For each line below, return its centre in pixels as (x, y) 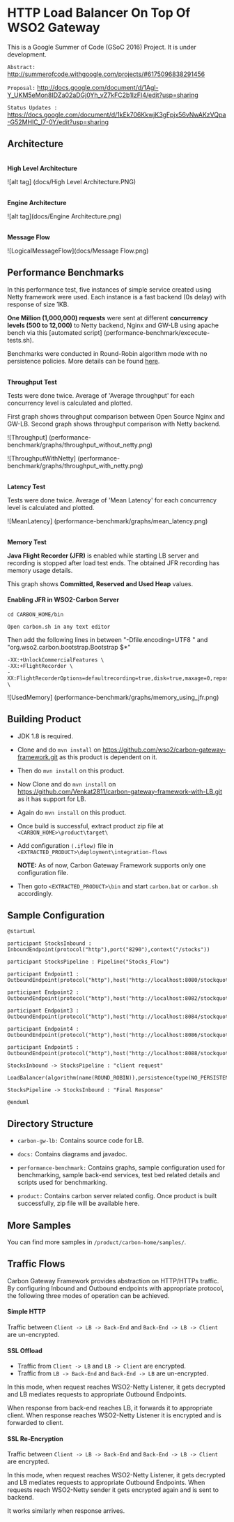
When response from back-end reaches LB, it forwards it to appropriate (110, 1408)
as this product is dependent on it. (108, 757)
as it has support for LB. (52, 799)
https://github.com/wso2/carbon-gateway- (164, 749)
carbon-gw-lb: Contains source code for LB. (80, 1141)
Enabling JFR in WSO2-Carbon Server (63, 600)
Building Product (44, 719)
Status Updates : (32, 107)
